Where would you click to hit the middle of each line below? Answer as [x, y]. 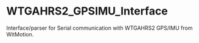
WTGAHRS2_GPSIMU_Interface [87, 11]
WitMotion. [20, 34]
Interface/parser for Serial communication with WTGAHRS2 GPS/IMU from [100, 28]
